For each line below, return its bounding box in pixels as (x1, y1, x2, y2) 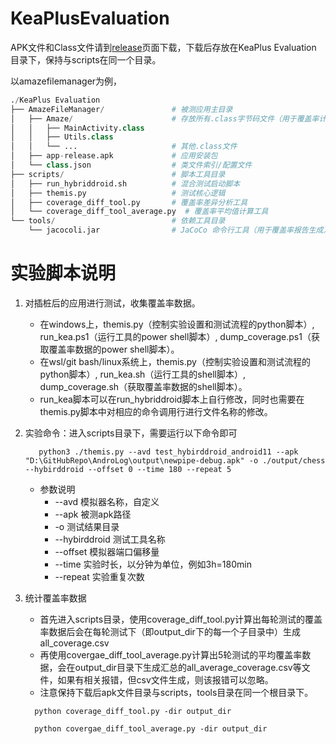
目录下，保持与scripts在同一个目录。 (10, 53, 162, 66)
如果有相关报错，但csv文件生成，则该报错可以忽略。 (57, 674, 274, 686)
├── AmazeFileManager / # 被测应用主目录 (10, 104, 233, 114)
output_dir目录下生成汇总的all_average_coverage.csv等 (74, 662, 302, 673)
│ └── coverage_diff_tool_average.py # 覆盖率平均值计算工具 (10, 207, 269, 217)
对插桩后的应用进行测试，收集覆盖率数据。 (24, 297, 201, 309)
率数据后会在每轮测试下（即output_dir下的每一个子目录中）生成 (39, 626, 301, 637)
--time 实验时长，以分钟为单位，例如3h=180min (54, 558, 252, 570)
